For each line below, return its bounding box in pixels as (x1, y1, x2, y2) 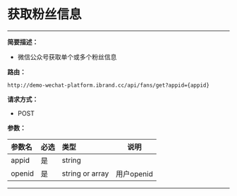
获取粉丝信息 (7, 6, 83, 23)
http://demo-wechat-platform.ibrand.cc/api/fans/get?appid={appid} (7, 82, 210, 89)
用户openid (116, 169, 153, 178)
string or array (61, 169, 109, 178)
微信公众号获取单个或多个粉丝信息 (17, 52, 117, 61)
